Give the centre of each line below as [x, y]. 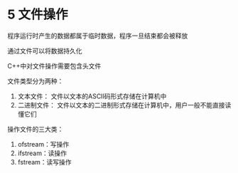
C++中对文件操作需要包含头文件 [54, 65]
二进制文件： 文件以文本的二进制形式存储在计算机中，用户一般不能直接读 [124, 105]
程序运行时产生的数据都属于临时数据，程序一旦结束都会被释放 [98, 36]
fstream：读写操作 [45, 162]
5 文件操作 [38, 15]
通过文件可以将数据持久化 [45, 51]
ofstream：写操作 [43, 144]
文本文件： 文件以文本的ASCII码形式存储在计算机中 [92, 96]
